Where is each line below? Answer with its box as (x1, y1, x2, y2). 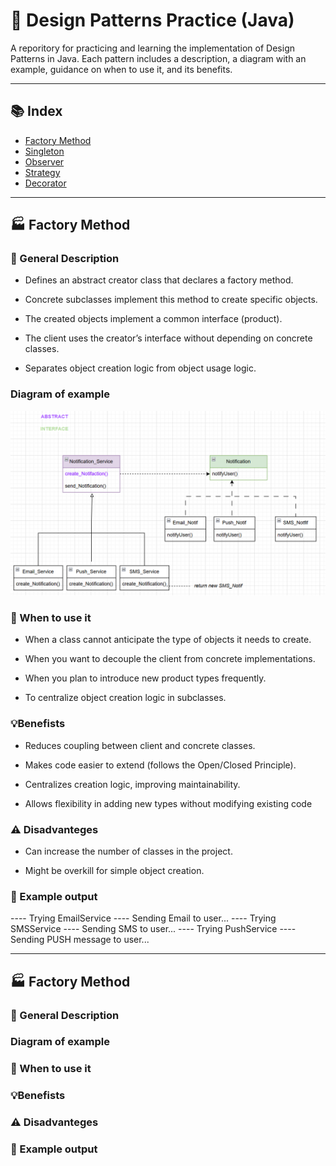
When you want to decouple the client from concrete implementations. (24, 653, 316, 665)
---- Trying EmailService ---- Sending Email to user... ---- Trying (10, 912, 277, 924)
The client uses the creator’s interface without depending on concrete (24, 332, 313, 344)
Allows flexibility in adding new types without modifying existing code (24, 797, 313, 809)
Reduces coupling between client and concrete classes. (24, 739, 256, 751)
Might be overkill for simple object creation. (24, 864, 205, 876)
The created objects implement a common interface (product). (24, 313, 283, 325)
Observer (24, 155, 65, 168)
